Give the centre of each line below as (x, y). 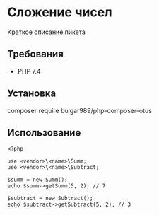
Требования (35, 54)
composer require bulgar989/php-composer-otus (79, 110)
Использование (44, 133)
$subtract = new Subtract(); (50, 199)
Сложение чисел (60, 12)
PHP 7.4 (29, 71)
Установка (32, 94)
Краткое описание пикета (47, 32)
